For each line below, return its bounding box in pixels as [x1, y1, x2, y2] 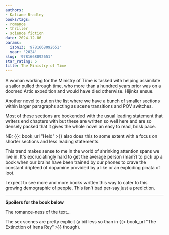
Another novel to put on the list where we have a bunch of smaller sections [5, 98, 160, 104]
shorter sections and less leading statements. [5, 139, 100, 145]
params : [5, 40, 22, 45]
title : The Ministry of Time [5, 63, 66, 68]
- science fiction [5, 31, 44, 36]
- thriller [5, 26, 28, 31]
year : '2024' [10, 49, 37, 54]
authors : [5, 7, 24, 13]
